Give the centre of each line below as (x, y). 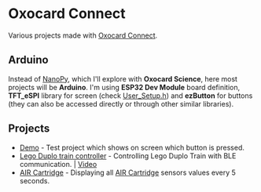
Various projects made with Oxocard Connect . (83, 35)
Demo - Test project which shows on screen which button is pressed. (132, 147)
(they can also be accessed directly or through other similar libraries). (121, 103)
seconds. (35, 180)
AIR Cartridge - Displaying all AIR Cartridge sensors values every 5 (127, 172)
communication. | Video (58, 164)
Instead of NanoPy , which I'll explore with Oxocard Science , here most (123, 78)
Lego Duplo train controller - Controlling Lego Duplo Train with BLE (128, 156)
